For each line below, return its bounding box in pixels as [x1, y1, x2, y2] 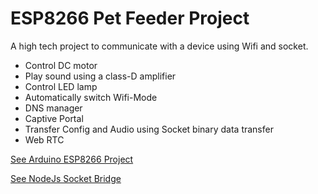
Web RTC [24, 133, 65, 146]
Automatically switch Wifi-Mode [24, 91, 158, 103]
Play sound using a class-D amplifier [24, 70, 177, 82]
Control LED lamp [24, 80, 98, 92]
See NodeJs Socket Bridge [10, 172, 122, 184]
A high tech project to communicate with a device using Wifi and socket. [10, 40, 309, 52]
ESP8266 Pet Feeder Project [10, 7, 250, 30]
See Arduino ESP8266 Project [10, 153, 134, 165]
